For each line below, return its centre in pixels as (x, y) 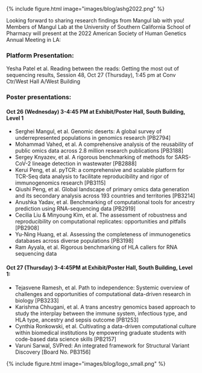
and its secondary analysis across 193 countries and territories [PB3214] (105, 196)
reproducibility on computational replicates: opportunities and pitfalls (100, 222)
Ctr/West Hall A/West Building (43, 82)
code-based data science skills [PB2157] (65, 339)
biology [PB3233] (37, 300)
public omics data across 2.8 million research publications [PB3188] (99, 151)
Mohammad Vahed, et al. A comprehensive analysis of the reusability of (104, 144)
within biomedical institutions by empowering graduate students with (100, 332)
